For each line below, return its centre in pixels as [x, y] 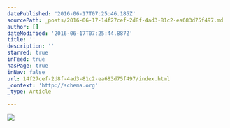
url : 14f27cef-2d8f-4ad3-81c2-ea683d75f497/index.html [89, 79]
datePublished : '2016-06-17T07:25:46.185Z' [72, 14]
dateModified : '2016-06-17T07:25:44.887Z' [70, 33]
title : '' [22, 40]
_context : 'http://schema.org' [53, 85]
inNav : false [26, 72]
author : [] [23, 27]
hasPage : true [28, 66]
